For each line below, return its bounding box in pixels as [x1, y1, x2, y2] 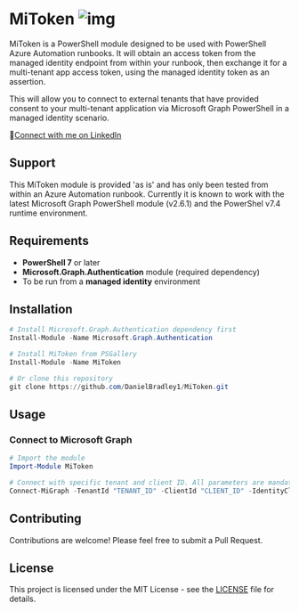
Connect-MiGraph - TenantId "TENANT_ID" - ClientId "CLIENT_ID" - [9, 486, 253, 495]
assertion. [9, 76, 46, 86]
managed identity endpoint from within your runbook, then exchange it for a [9, 57, 287, 68]
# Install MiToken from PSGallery [9, 350, 138, 359]
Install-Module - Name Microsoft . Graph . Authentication [9, 334, 214, 343]
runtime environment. [9, 208, 88, 218]
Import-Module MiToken [9, 462, 93, 471]
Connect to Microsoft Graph [9, 433, 133, 445]
